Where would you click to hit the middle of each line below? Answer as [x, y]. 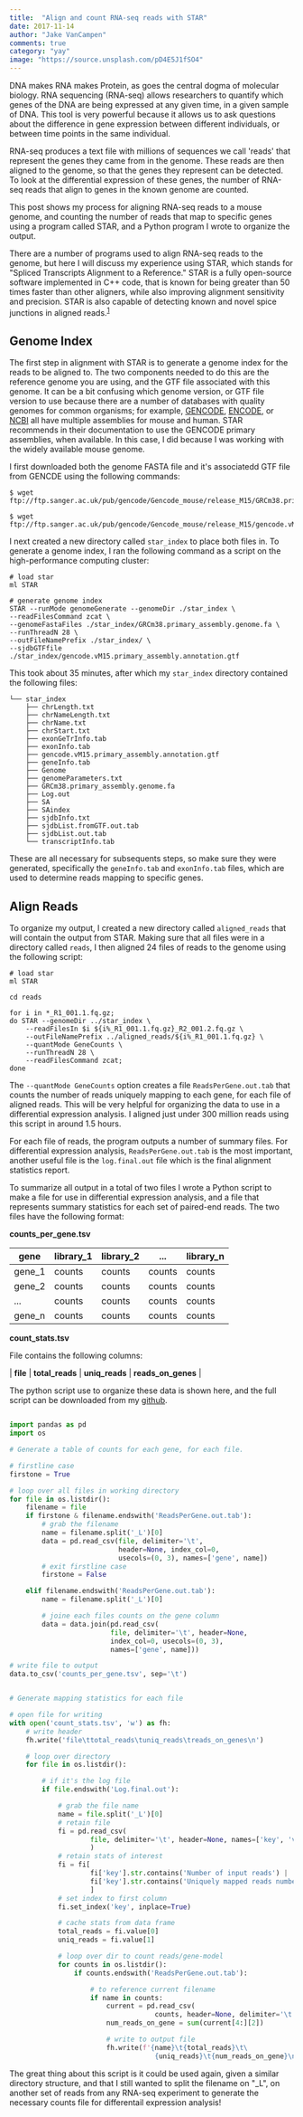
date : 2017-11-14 [42, 26]
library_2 [120, 1257]
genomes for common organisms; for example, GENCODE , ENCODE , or [142, 411]
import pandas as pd [48, 1425]
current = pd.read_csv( [151, 2006]
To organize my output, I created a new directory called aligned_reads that [148, 928]
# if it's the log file [86, 1781]
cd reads [26, 997]
